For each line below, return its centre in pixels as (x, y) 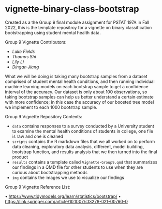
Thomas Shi (24, 56)
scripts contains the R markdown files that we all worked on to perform (83, 141)
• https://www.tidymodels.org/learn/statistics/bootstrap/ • (63, 196)
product (20, 157)
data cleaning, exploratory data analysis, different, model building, (78, 146)
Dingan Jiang (25, 67)
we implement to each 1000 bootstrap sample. (51, 107)
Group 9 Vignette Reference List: (38, 187)
